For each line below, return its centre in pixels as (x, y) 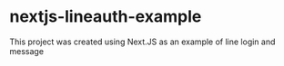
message (26, 51)
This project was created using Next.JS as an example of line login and (142, 42)
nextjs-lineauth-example (106, 17)
